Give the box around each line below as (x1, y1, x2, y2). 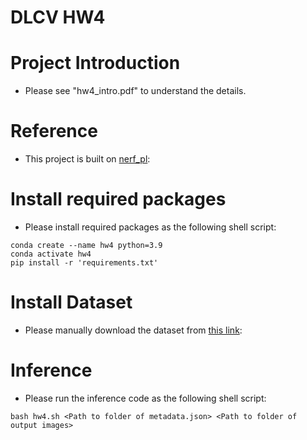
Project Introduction (10, 52, 181, 75)
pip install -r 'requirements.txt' (10, 258, 159, 268)
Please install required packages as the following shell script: (24, 221, 277, 233)
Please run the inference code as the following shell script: (24, 392, 267, 404)
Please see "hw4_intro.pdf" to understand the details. (24, 85, 247, 97)
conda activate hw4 (10, 249, 92, 259)
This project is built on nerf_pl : (24, 153, 151, 165)
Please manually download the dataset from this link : (24, 324, 243, 336)
